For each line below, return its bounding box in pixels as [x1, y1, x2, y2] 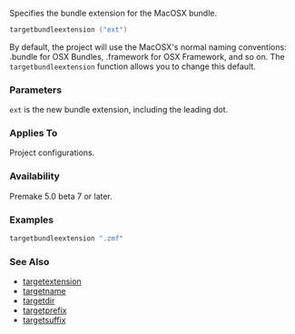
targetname [22, 286, 66, 297]
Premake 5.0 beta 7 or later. [9, 191, 113, 201]
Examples [9, 213, 54, 226]
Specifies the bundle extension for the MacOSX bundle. [9, 8, 218, 18]
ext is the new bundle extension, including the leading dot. [9, 104, 229, 115]
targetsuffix [22, 315, 66, 326]
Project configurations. [9, 147, 95, 158]
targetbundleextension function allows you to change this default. [9, 61, 256, 72]
